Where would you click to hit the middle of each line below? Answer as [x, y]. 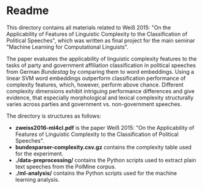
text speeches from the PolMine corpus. [66, 166]
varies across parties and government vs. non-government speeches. [94, 104]
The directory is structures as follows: [54, 116]
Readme [28, 11]
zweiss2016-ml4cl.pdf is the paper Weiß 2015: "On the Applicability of [105, 127]
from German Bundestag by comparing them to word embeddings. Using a [100, 71]
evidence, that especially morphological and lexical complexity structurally [100, 98]
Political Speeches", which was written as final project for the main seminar [101, 40]
